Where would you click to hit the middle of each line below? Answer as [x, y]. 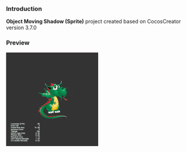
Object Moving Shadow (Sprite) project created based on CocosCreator [93, 22]
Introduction [24, 9]
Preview [18, 43]
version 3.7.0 [21, 27]
